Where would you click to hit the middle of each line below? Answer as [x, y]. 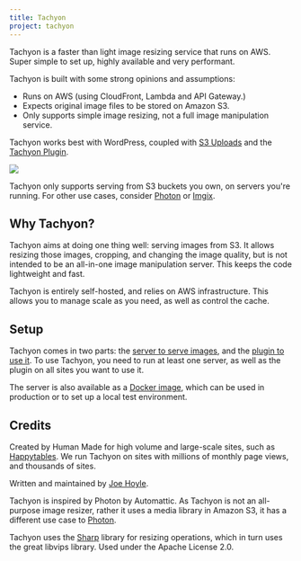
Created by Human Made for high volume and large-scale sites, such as [142, 447]
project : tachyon [42, 26]
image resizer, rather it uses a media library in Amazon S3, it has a [164, 510]
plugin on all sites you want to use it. [77, 370]
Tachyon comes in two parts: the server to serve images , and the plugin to [147, 351]
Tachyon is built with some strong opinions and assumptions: [122, 78]
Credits [31, 425]
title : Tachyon [38, 18]
